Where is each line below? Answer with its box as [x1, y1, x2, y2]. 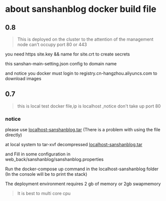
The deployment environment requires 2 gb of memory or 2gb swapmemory [5, 181, 161, 187]
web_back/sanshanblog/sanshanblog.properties [5, 156, 104, 162]
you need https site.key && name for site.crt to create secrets [5, 51, 130, 57]
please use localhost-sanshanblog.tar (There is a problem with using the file [5, 127, 161, 133]
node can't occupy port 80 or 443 [17, 42, 87, 48]
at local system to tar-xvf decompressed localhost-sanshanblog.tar [5, 142, 143, 148]
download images [5, 76, 42, 81]
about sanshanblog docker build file [5, 3, 157, 15]
